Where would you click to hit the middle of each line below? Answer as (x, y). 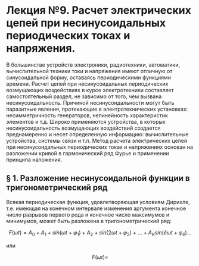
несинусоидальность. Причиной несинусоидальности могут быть (90, 102)
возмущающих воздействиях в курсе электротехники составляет (90, 90)
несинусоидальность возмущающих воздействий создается (83, 128)
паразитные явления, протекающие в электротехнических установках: (97, 109)
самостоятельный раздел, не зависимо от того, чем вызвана (84, 96)
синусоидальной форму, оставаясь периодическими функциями (89, 77)
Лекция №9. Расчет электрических (99, 10)
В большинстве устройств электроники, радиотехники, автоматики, (93, 65)
